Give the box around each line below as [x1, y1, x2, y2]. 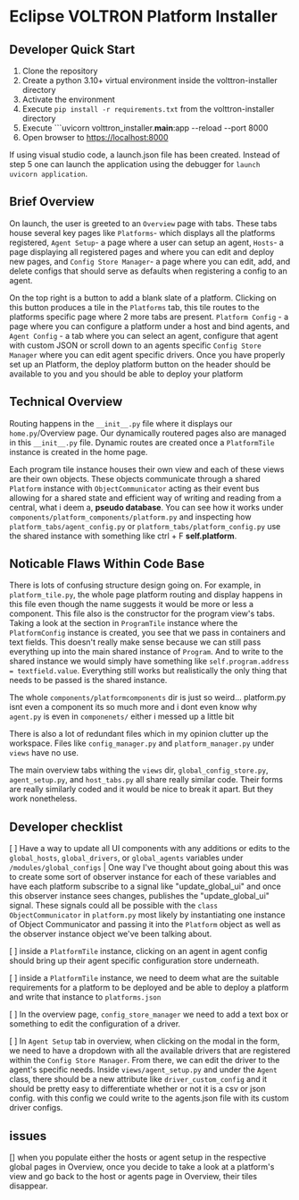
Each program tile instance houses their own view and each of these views [9, 463, 285, 475]
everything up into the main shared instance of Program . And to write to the [9, 646, 284, 657]
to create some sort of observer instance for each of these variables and [9, 872, 277, 883]
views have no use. [9, 748, 79, 758]
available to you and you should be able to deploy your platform [9, 368, 244, 379]
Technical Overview [9, 394, 123, 410]
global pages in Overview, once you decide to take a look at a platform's [9, 1162, 275, 1172]
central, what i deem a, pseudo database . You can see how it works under [9, 502, 284, 512]
